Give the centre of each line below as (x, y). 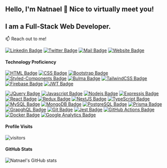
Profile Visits (19, 127)
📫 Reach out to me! (26, 39)
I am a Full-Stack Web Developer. (58, 26)
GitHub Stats (19, 149)
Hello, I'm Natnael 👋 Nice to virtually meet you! (80, 9)
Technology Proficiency (31, 62)
